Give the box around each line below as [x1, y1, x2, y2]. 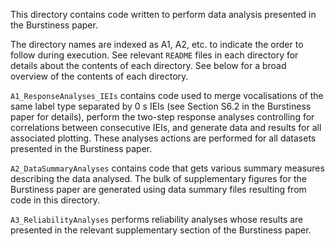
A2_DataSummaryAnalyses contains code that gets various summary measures [10, 162, 325, 174]
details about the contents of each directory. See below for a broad [10, 60, 287, 71]
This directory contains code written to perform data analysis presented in [10, 9, 317, 20]
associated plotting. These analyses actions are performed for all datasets [10, 132, 317, 144]
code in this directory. [10, 194, 101, 206]
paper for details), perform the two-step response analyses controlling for [10, 111, 315, 123]
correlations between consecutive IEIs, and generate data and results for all [10, 122, 322, 133]
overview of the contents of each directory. [10, 70, 189, 82]
